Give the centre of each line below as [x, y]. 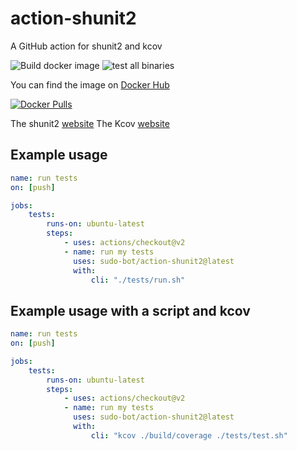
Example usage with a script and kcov [130, 310]
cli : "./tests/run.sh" [138, 280]
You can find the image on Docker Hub [90, 84]
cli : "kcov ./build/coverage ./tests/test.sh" [189, 435]
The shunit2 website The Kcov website [90, 123]
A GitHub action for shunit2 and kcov [86, 46]
